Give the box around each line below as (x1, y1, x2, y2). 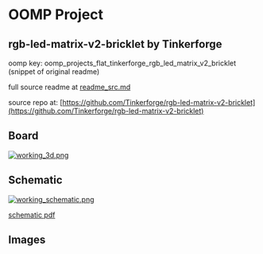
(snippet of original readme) (8, 67, 100, 76)
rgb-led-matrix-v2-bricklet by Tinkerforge (8, 37, 222, 51)
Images (8, 233, 46, 247)
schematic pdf (8, 209, 56, 220)
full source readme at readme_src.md (8, 82, 131, 92)
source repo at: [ (8, 98, 63, 107)
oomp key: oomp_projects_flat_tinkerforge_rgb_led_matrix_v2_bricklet (8, 58, 237, 68)
